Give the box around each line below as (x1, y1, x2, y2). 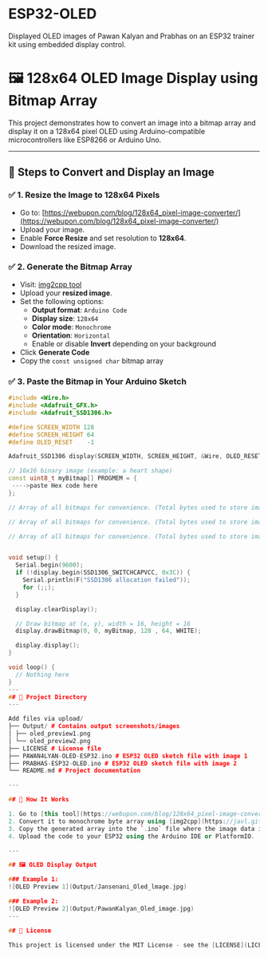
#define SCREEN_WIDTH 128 (8, 423, 94, 431)
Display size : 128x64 (31, 313, 99, 323)
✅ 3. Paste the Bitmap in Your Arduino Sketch (8, 376, 187, 387)
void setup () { (8, 554, 59, 562)
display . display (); (15, 642, 81, 650)
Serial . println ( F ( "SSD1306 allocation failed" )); (22, 576, 191, 584)
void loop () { (8, 663, 56, 671)
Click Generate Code (19, 347, 90, 357)
